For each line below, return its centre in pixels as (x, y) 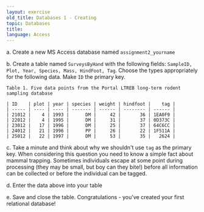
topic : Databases (28, 23)
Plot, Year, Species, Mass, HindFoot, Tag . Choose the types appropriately (102, 70)
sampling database (30, 93)
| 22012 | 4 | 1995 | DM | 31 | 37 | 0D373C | (91, 120)
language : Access (28, 35)
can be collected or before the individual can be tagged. (77, 174)
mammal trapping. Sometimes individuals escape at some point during (95, 161)
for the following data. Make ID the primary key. (66, 77)
